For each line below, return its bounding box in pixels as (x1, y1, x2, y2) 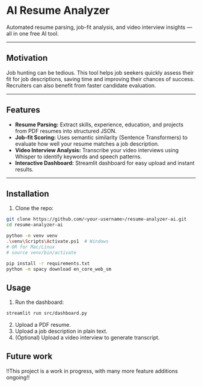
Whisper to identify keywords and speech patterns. (14, 153, 142, 160)
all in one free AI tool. (6, 29, 59, 37)
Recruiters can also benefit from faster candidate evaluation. (6, 82, 156, 89)
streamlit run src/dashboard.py (6, 311, 87, 317)
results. (14, 166, 34, 173)
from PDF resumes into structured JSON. (14, 127, 117, 134)
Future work (6, 351, 53, 362)
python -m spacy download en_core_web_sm (6, 266, 112, 272)
